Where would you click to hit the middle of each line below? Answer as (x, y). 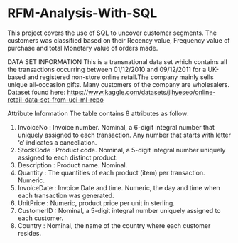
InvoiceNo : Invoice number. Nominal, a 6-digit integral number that (116, 127)
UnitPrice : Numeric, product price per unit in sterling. (96, 203)
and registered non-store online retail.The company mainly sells (121, 77)
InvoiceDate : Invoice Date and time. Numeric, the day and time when (119, 187)
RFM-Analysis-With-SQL (82, 13)
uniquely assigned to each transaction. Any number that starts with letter (124, 135)
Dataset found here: (37, 92)
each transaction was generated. (66, 195)
